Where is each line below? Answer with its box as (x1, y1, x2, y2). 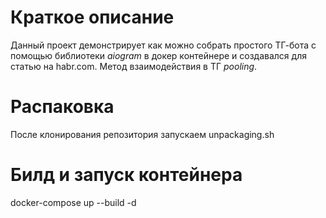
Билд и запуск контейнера (10, 164, 243, 186)
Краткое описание (10, 6, 175, 29)
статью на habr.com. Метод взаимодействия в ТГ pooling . (10, 60, 258, 72)
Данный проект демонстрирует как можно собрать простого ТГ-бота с (10, 39, 317, 51)
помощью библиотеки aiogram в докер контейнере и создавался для (10, 49, 307, 61)
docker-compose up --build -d (10, 196, 137, 208)
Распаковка (10, 96, 115, 118)
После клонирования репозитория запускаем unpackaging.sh (10, 128, 275, 140)
